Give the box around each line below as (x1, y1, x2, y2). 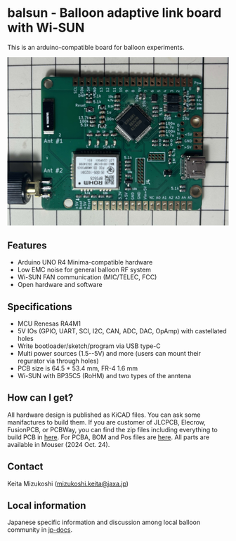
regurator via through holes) (17, 356, 100, 365)
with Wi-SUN (7, 20, 85, 36)
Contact (7, 461, 44, 473)
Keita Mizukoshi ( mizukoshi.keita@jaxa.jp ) (7, 479, 129, 488)
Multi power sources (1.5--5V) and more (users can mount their (17, 349, 202, 357)
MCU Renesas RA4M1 (17, 319, 81, 328)
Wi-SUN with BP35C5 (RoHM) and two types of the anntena (17, 371, 192, 380)
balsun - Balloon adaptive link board (7, 5, 222, 21)
